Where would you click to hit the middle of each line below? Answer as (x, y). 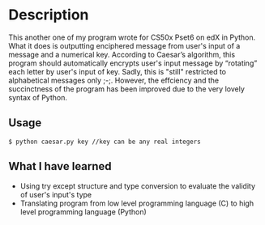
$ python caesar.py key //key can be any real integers (105, 142)
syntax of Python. (38, 97)
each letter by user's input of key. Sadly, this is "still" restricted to (118, 71)
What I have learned (60, 166)
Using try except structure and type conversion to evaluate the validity (137, 186)
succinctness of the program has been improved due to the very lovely (127, 89)
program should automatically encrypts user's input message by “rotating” (133, 63)
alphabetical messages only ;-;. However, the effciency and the (114, 80)
